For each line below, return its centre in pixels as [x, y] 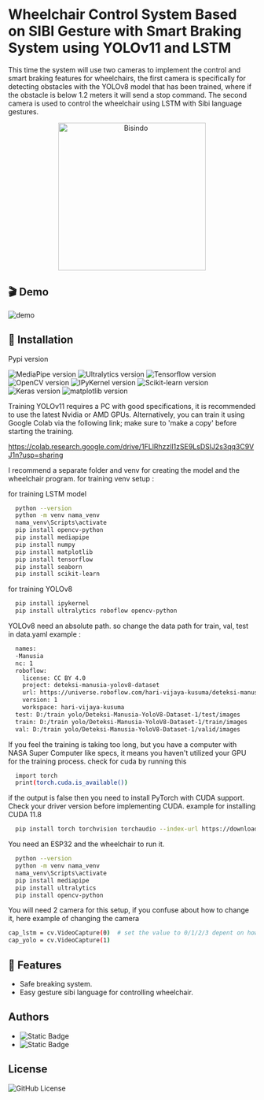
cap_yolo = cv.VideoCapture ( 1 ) [59, 940]
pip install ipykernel [52, 604]
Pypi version [28, 359]
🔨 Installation [41, 340]
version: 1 [40, 700]
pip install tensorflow [54, 559]
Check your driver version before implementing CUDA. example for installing [132, 806]
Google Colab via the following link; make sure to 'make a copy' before [123, 422]
